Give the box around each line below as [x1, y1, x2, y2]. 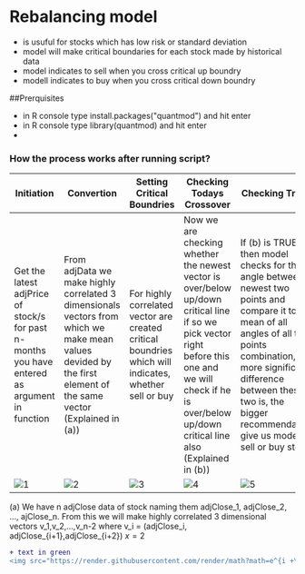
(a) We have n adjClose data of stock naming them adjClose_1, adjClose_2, [9, 501, 288, 512]
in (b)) [183, 463, 211, 476]
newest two [240, 282, 290, 294]
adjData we [64, 265, 112, 278]
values [64, 344, 93, 357]
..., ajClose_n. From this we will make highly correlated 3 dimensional [9, 511, 267, 522]
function [14, 412, 50, 425]
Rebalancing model [9, 6, 158, 27]
